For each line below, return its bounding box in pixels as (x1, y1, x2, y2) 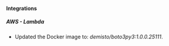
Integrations (6, 5, 37, 12)
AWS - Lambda (6, 18, 44, 25)
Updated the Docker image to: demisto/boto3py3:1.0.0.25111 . (14, 33, 163, 40)
